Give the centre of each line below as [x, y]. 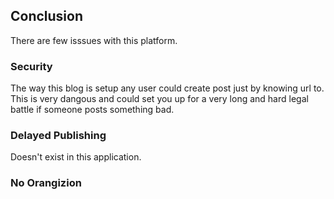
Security [31, 66]
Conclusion [47, 16]
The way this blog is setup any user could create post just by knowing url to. [167, 88]
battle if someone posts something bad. [92, 110]
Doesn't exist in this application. [76, 157]
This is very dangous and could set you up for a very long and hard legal [159, 99]
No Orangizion [46, 183]
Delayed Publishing [58, 136]
